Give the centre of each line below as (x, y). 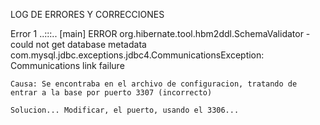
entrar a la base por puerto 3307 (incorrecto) (111, 93)
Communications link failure (67, 65)
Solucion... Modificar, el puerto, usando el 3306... (125, 110)
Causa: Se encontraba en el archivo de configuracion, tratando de (154, 84)
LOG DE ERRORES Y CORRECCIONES (87, 14)
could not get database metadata (78, 44)
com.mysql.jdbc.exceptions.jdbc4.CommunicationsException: (137, 55)
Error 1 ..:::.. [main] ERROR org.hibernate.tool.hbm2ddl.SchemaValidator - (160, 33)
